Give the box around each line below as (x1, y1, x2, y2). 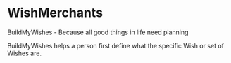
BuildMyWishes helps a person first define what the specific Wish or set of (7, 41, 224, 50)
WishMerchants (7, 5, 104, 21)
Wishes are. (7, 49, 42, 57)
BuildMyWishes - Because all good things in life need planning (7, 28, 189, 36)
